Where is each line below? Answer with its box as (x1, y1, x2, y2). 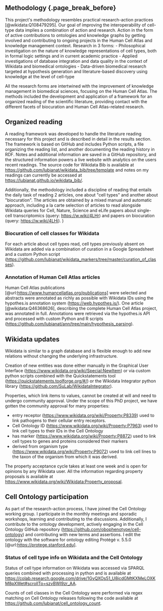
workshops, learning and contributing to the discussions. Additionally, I (5, 516, 147, 522)
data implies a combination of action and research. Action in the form (15, 27, 154, 33)
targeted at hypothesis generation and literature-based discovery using (5, 68, 148, 74)
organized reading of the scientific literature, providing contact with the (5, 98, 147, 104)
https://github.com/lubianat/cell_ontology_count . (5, 600, 102, 606)
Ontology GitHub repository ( (5, 526, 63, 532)
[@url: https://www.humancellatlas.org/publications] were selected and (5, 290, 147, 296)
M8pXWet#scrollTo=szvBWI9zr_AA (5, 581, 76, 587)
